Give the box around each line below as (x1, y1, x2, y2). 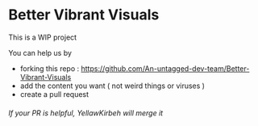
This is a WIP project (8, 32, 77, 42)
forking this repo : (19, 63, 80, 73)
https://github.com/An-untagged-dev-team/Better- (80, 63, 250, 73)
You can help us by (8, 48, 73, 57)
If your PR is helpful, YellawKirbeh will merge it (8, 107, 164, 118)
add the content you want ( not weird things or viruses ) (19, 81, 206, 90)
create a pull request (19, 89, 89, 99)
